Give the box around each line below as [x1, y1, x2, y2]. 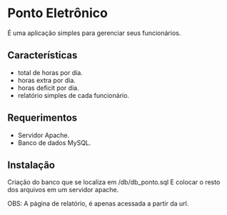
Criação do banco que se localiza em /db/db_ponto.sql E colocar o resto [7, 178, 221, 186]
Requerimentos [7, 112, 78, 124]
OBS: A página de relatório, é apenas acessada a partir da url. [7, 199, 189, 208]
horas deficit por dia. [17, 84, 80, 92]
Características [7, 49, 78, 61]
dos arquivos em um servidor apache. [7, 186, 119, 194]
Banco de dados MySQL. [17, 138, 91, 147]
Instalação [7, 159, 56, 171]
